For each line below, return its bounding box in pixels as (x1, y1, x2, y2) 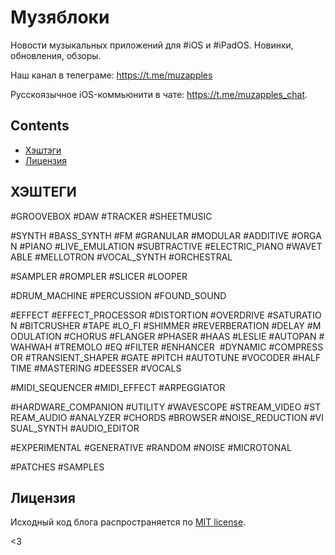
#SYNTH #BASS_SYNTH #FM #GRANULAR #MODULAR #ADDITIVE (10, 229, 290, 241)
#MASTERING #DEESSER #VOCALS (33, 362, 182, 374)
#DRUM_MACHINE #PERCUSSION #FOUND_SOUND (10, 289, 227, 301)
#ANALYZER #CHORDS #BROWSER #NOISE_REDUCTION (69, 411, 308, 423)
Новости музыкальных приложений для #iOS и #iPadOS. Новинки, (10, 39, 294, 51)
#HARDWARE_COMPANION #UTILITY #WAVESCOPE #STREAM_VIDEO (10, 401, 302, 413)
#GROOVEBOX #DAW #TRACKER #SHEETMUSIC (10, 210, 213, 222)
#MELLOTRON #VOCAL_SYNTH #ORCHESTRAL (34, 251, 233, 263)
